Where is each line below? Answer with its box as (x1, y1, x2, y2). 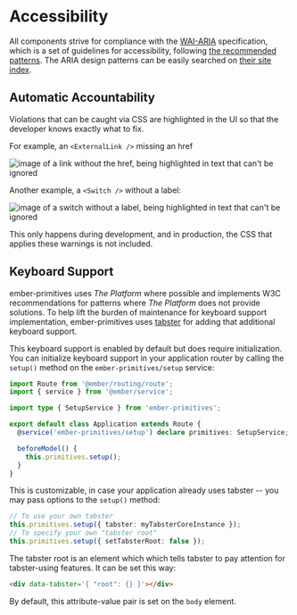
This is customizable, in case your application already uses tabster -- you (9, 485, 279, 496)
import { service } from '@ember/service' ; (9, 387, 174, 396)
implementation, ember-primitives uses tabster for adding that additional (9, 316, 276, 327)
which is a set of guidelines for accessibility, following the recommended (9, 45, 276, 55)
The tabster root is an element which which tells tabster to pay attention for (9, 553, 285, 563)
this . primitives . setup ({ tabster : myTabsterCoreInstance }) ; (9, 520, 242, 529)
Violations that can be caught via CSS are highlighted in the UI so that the (9, 113, 279, 124)
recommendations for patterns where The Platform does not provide (9, 297, 261, 308)
